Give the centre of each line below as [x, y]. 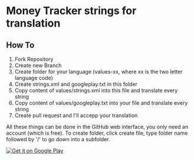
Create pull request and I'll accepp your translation [76, 115]
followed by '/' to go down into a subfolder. [58, 139]
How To [20, 45]
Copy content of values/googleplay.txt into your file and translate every [101, 103]
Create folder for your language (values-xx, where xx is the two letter [98, 71]
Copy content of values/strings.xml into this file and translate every [96, 90]
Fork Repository [34, 59]
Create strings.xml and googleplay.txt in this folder [76, 84]
